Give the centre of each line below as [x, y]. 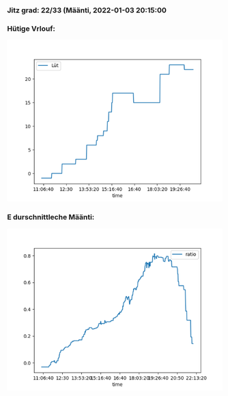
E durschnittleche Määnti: [51, 217]
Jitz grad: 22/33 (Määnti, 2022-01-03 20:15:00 [87, 10]
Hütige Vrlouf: [31, 28]
